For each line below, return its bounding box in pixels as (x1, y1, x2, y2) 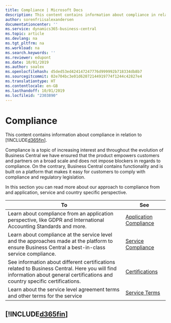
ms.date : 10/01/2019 (5, 60, 49, 65)
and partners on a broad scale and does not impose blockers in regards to (5, 158, 161, 164)
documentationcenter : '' (5, 21, 58, 27)
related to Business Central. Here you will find (8, 265, 117, 272)
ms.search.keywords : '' (5, 50, 56, 55)
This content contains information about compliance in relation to (5, 132, 142, 138)
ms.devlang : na (5, 36, 38, 41)
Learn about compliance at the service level (8, 231, 112, 238)
